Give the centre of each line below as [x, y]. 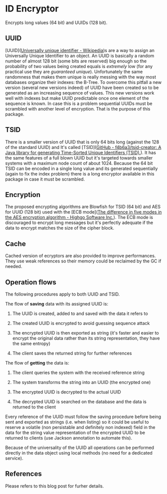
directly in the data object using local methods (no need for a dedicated [79, 453]
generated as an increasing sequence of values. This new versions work [80, 92]
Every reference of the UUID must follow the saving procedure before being [83, 416]
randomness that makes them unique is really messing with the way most [81, 77]
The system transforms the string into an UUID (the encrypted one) [81, 382]
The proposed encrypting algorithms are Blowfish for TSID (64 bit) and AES [83, 207]
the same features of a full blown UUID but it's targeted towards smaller [79, 157]
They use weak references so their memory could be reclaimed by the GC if [83, 261]
